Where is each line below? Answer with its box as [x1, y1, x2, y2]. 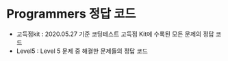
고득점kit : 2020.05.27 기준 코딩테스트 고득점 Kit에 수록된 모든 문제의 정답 [16, 30, 214, 38]
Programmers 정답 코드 [6, 6, 136, 22]
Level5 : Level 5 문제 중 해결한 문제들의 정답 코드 [16, 47, 149, 55]
